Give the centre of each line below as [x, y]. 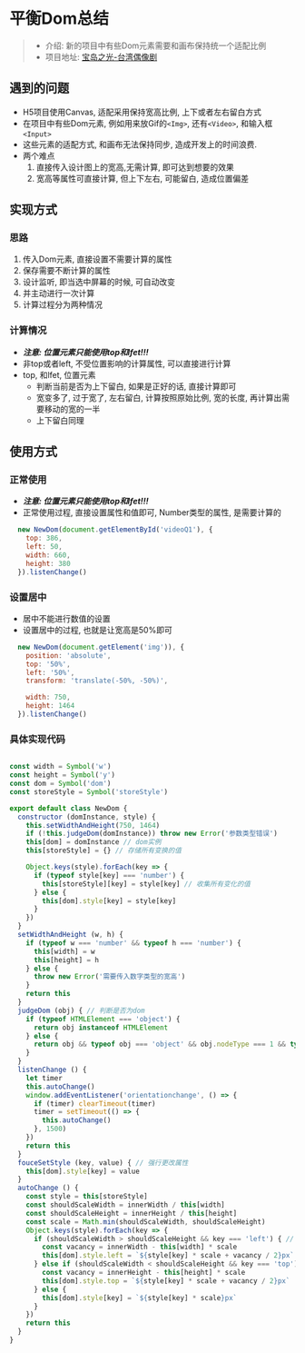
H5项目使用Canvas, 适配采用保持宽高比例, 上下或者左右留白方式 [142, 112]
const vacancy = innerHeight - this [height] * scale [144, 1273]
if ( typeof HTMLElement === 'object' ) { [103, 1019]
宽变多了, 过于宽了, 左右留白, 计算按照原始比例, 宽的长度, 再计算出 [159, 397]
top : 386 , [44, 538]
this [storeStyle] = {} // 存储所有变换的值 [103, 851]
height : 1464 [50, 706]
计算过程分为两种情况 [62, 304]
